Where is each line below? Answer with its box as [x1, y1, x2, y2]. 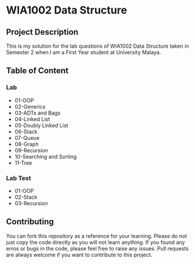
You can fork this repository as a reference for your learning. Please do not [6, 232, 187, 239]
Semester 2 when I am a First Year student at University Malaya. [6, 49, 162, 56]
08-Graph [14, 141, 39, 148]
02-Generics [14, 103, 46, 110]
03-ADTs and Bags [14, 109, 60, 116]
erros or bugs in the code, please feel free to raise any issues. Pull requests [6, 245, 189, 252]
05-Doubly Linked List [14, 122, 69, 129]
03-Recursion [14, 199, 48, 206]
